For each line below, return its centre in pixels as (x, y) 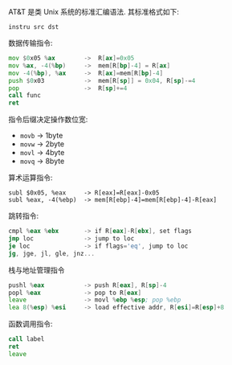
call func (25, 96)
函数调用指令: (31, 324)
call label (26, 339)
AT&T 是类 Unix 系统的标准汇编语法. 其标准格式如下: (94, 12)
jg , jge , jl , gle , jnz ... (51, 253)
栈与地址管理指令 (37, 270)
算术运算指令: (31, 178)
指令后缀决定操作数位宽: (48, 120)
